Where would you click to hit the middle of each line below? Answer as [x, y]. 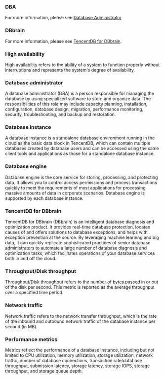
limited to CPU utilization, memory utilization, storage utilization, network [79, 355]
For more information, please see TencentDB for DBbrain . [63, 41]
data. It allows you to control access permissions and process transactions [81, 182]
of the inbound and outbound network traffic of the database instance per [80, 321]
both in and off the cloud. [31, 259]
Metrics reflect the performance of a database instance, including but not [80, 350]
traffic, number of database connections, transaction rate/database [74, 360]
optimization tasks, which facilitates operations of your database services [80, 253]
